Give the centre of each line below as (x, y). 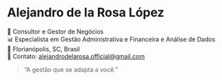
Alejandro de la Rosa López (86, 13)
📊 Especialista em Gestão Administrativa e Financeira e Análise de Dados (111, 39)
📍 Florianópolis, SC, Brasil (44, 49)
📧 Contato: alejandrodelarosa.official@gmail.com (76, 56)
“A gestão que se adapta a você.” (71, 69)
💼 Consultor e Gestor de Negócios (56, 31)
